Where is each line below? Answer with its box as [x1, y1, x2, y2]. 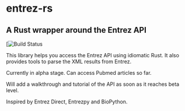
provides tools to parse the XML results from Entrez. [6, 58, 132, 65]
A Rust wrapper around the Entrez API [6, 25, 147, 35]
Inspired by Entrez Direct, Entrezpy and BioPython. [6, 98, 128, 105]
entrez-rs [6, 2, 53, 15]
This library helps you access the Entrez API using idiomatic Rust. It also [6, 52, 180, 58]
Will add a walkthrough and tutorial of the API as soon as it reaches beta [6, 81, 180, 88]
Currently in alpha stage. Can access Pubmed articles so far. [6, 70, 152, 76]
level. [6, 87, 19, 93]
